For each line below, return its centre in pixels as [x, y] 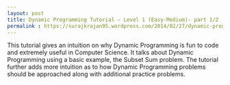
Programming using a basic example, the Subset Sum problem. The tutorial [113, 60]
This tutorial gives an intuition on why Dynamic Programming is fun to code [113, 46]
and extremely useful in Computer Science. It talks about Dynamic [100, 52]
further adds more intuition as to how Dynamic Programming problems [106, 67]
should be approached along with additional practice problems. [97, 74]
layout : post [26, 13]
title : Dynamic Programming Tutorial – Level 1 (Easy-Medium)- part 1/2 [113, 20]
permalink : [24, 26]
